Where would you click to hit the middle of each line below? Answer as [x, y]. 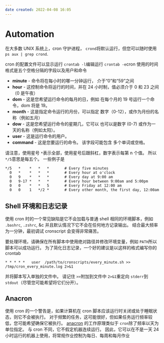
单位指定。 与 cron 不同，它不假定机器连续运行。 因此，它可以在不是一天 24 [82, 329]
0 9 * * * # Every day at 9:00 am [61, 177]
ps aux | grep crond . [27, 54]
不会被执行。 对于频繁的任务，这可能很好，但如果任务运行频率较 [87, 317]
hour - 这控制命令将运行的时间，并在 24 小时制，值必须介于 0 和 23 [81, 87]
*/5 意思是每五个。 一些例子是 [35, 159]
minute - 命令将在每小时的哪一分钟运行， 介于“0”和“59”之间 [73, 81]
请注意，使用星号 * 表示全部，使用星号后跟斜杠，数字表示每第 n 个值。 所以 [81, 153]
